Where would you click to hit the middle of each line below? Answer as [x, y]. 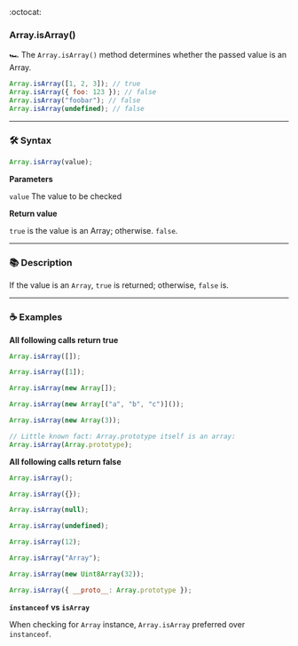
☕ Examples [36, 317]
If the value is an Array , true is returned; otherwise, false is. [119, 285]
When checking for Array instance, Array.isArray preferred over [127, 624]
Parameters [31, 179]
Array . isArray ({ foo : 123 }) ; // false [83, 92]
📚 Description [41, 262]
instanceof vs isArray [50, 607]
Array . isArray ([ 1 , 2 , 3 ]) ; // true [75, 84]
